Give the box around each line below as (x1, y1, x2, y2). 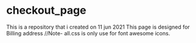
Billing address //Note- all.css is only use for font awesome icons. (6, 29, 171, 36)
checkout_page (6, 4, 87, 17)
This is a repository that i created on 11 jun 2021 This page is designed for (6, 23, 190, 30)
